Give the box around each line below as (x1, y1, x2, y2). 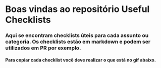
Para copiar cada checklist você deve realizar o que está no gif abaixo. (5, 56, 156, 63)
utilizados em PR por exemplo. (5, 44, 81, 51)
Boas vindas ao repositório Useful (5, 3, 150, 15)
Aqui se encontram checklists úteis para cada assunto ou (5, 32, 149, 39)
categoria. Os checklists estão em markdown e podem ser (5, 38, 150, 45)
